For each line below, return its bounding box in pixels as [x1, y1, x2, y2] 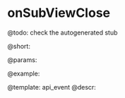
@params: [7, 55, 37, 64]
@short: [7, 42, 30, 50]
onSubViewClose [7, 5, 111, 21]
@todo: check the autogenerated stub [7, 28, 118, 37]
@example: [7, 69, 40, 78]
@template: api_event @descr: [7, 82, 97, 91]
